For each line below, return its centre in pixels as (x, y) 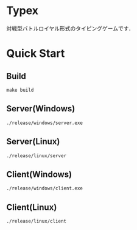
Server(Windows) (41, 109)
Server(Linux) (33, 142)
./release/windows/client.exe (45, 188)
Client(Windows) (39, 174)
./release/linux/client (37, 221)
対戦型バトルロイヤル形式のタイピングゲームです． (70, 28)
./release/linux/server (37, 156)
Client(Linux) (32, 207)
